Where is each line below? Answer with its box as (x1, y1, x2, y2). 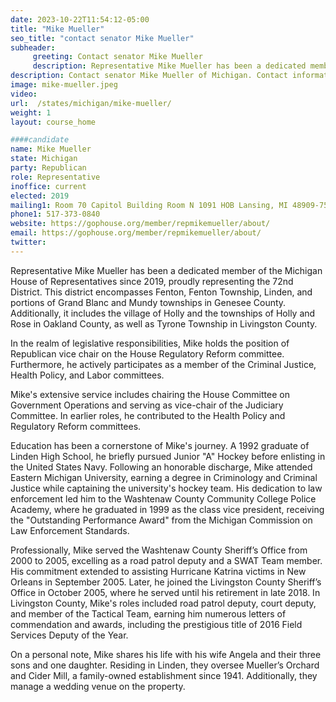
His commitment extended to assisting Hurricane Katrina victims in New (10, 565, 307, 577)
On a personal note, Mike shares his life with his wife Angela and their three (10, 648, 322, 660)
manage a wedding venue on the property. (10, 680, 186, 692)
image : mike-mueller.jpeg (10, 80, 118, 90)
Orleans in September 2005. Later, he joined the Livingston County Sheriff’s (10, 576, 322, 588)
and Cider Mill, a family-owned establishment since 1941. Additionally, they (10, 669, 318, 681)
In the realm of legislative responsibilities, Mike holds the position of (10, 337, 290, 349)
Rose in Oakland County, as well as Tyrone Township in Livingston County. (10, 317, 318, 330)
